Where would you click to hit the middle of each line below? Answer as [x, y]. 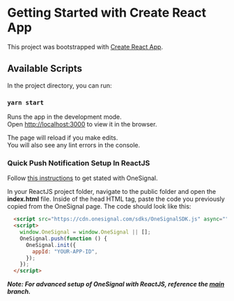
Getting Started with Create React [107, 13]
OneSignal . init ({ [51, 245]
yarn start [25, 103]
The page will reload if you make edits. [63, 138]
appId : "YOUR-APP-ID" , [65, 252]
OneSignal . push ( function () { [64, 238]
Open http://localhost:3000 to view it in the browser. [82, 124]
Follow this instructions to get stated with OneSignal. [83, 178]
